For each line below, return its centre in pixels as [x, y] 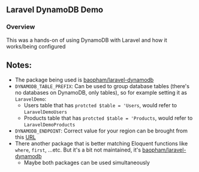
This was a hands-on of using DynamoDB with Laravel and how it [87, 40]
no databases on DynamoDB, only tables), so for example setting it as [101, 92]
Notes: [19, 65]
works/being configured [36, 46]
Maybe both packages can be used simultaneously [87, 162]
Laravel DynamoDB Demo [55, 10]
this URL [25, 137]
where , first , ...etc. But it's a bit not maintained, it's [78, 150]
